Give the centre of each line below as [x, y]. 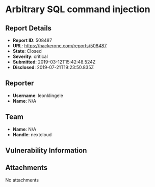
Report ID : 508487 [32, 40]
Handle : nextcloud [32, 134]
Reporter [20, 83]
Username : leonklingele [38, 96]
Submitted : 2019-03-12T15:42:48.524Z [54, 62]
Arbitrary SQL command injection [78, 9]
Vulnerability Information [46, 151]
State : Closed [27, 51]
